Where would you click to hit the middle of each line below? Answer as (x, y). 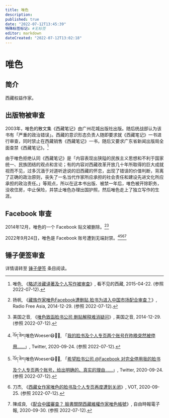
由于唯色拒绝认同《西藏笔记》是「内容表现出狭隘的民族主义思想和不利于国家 (84, 158)
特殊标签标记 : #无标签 (26, 29)
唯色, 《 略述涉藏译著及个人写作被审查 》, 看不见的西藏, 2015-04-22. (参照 (88, 284)
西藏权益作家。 (21, 98)
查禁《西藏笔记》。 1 (29, 147)
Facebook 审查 (28, 213)
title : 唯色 (17, 10)
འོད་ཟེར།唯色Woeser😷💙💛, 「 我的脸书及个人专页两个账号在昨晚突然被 (82, 336)
